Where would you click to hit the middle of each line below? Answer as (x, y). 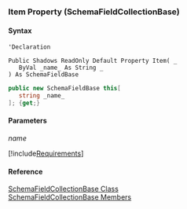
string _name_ (42, 96)
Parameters (27, 121)
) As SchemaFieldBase (44, 75)
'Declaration (29, 47)
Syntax (20, 31)
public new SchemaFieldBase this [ (65, 89)
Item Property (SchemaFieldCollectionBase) (94, 12)
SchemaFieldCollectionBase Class (64, 189)
